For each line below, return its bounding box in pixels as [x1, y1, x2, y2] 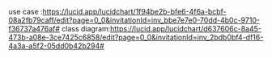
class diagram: [62, 24, 111, 33]
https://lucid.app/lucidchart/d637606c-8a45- [110, 24, 261, 33]
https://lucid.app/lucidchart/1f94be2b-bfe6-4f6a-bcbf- [42, 7, 227, 16]
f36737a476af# [8, 24, 61, 33]
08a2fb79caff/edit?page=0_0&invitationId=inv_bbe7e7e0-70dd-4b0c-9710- [8, 15, 261, 25]
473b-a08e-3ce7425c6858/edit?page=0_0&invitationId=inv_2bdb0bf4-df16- [8, 32, 264, 42]
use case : [8, 7, 43, 16]
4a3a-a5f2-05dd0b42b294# [8, 41, 105, 51]
